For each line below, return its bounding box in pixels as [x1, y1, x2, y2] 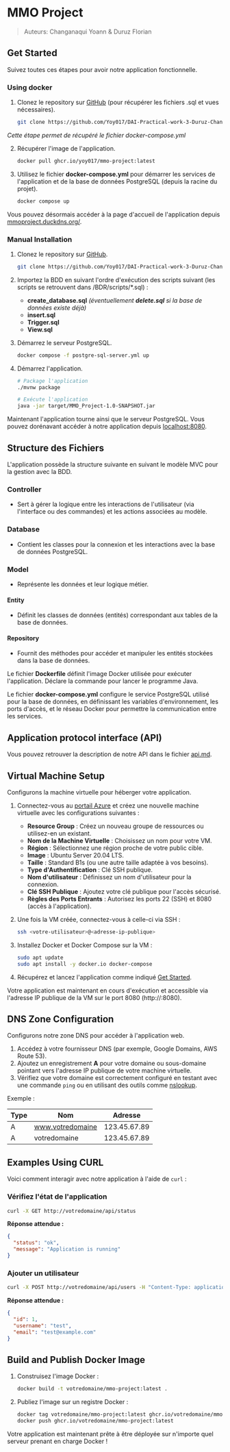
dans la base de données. [16, 656, 90, 665]
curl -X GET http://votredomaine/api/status [7, 1207, 136, 1214]
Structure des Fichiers [7, 442, 105, 453]
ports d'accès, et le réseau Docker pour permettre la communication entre [7, 705, 217, 713]
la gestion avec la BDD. [7, 468, 73, 476]
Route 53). [16, 1052, 47, 1060]
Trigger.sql [27, 318, 60, 326]
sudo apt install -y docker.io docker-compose [16, 960, 153, 967]
